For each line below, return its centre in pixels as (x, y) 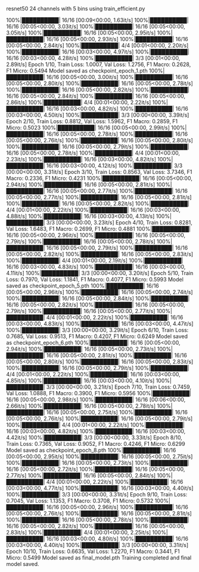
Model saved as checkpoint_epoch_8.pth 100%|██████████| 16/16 (91, 450)
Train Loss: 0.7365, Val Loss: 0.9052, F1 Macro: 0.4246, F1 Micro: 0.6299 (96, 444)
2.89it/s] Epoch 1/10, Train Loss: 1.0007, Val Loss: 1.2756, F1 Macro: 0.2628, (99, 64)
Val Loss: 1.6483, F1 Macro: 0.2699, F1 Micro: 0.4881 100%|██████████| (99, 229)
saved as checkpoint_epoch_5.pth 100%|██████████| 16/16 (83, 286)
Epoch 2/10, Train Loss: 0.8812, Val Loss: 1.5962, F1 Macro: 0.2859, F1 (92, 121)
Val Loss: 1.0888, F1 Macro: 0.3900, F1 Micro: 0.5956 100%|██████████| (99, 393)
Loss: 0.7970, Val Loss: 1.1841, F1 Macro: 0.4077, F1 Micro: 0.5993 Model (95, 279)
